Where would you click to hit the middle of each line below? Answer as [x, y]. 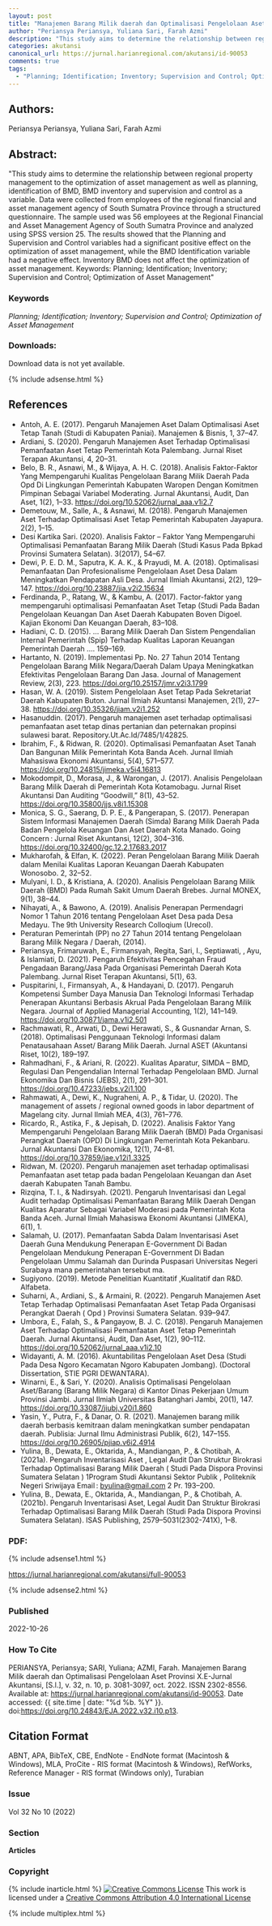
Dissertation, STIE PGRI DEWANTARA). [85, 1373]
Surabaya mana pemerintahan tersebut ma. [92, 1270]
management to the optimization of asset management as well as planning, [133, 183]
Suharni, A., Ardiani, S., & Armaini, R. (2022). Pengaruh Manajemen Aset [140, 1295]
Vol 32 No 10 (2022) [42, 1812]
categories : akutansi [45, 46]
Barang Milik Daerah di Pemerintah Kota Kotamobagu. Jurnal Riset [130, 786]
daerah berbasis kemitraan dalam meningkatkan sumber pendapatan [135, 1425]
